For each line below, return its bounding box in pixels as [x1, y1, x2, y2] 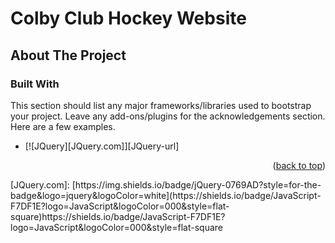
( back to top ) [272, 159, 326, 171]
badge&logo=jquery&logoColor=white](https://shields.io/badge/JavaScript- [10, 189, 322, 201]
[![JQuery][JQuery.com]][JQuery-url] [24, 140, 180, 152]
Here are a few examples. [10, 120, 116, 132]
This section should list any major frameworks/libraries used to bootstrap [10, 99, 312, 111]
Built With [10, 77, 60, 91]
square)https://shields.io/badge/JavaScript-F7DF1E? [10, 210, 226, 222]
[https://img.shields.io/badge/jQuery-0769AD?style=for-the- [71, 178, 322, 191]
